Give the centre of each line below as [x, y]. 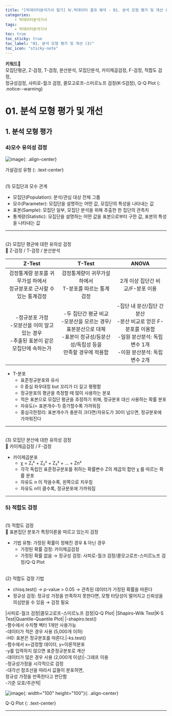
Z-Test [32, 263]
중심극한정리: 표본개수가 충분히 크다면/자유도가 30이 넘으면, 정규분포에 [91, 412]
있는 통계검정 [32, 296]
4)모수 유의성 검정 [26, 148]
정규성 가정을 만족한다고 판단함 [36, 676]
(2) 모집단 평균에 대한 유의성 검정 [38, 244]
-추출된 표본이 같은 [32, 341]
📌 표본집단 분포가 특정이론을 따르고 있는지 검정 [52, 532]
